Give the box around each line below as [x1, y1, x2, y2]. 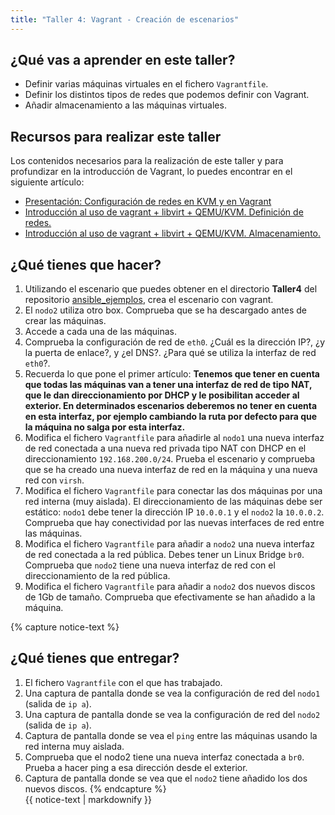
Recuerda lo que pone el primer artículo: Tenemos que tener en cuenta [24, 368, 320, 380]
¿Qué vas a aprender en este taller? [10, 52, 236, 69]
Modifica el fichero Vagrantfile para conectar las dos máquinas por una [24, 485, 323, 497]
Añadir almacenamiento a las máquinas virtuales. [24, 99, 227, 111]
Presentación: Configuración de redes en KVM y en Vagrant [24, 196, 272, 208]
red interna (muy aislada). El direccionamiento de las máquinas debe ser [24, 496, 323, 508]
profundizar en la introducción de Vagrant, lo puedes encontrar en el [10, 166, 293, 178]
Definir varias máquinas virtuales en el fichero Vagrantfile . [24, 78, 269, 90]
